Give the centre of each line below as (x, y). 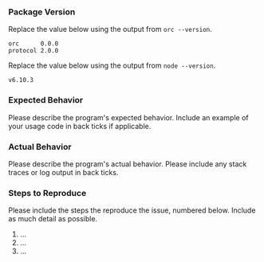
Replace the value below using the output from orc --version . (110, 29)
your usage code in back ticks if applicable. (80, 126)
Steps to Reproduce (47, 193)
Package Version (42, 12)
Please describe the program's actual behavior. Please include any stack (128, 164)
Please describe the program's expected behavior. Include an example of (128, 117)
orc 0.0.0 (33, 44)
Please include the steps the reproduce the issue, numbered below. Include (132, 210)
